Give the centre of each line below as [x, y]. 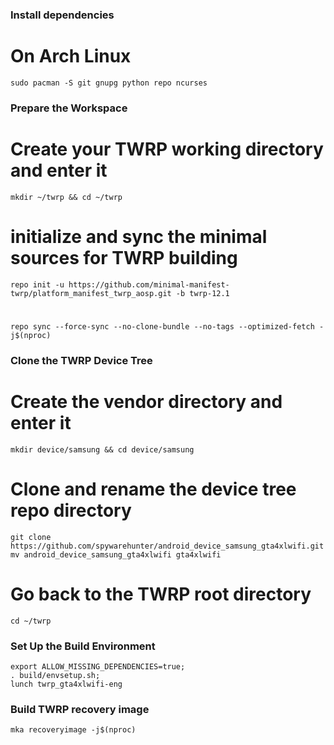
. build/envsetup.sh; [55, 675]
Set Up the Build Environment [83, 646]
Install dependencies [62, 15]
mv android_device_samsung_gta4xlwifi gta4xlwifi [116, 554]
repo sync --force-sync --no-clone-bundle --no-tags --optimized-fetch [162, 326]
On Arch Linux [71, 56]
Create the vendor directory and [146, 401]
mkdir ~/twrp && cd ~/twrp [66, 197]
